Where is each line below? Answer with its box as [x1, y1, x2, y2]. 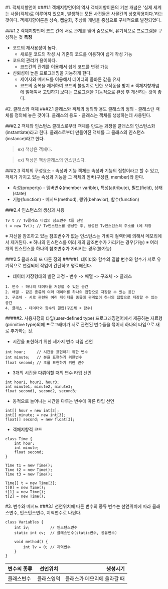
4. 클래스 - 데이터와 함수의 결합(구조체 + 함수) [5, 306, 93, 311]
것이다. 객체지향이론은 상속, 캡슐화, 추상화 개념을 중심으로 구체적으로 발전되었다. [5, 17, 162, 23]
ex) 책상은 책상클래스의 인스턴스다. [17, 157, 86, 163]
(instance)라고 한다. [5, 136, 45, 141]
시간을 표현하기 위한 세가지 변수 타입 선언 [12, 338, 93, 344]
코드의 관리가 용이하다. [12, 57, 57, 63]
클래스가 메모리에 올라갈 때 [65, 575, 125, 582]
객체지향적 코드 [12, 427, 43, 432]
